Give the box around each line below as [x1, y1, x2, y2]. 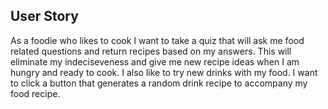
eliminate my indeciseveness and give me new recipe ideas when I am [10, 55, 300, 68]
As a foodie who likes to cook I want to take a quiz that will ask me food [10, 34, 305, 46]
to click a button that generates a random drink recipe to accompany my [10, 77, 308, 89]
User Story [10, 8, 79, 25]
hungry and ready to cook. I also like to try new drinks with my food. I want [10, 66, 318, 78]
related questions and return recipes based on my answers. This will [10, 45, 292, 57]
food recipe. [10, 87, 61, 99]
